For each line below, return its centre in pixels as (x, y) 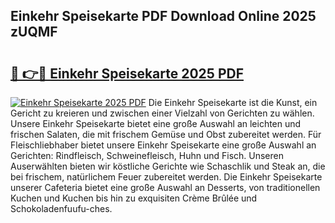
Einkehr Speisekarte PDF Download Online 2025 (163, 16)
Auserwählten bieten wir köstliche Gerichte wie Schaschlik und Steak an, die (168, 166)
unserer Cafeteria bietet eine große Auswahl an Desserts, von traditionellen (165, 187)
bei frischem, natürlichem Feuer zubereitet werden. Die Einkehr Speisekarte (166, 177)
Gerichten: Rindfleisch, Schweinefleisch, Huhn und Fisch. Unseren (147, 155)
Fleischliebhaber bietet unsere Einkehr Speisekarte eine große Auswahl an (163, 145)
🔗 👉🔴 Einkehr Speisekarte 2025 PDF (127, 73)
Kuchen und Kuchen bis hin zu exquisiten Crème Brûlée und (134, 198)
